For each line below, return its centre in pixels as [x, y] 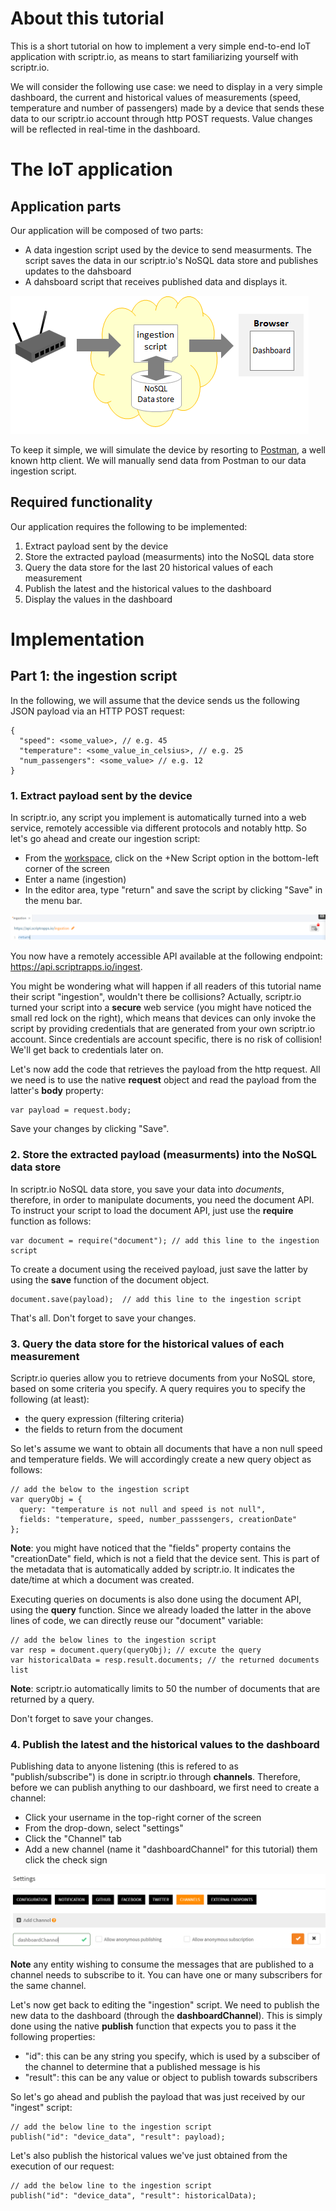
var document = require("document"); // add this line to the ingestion [165, 1240]
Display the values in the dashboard [98, 599]
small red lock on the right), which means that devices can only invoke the [163, 1018]
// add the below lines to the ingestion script [113, 1640]
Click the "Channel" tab [73, 1839]
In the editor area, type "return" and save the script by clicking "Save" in [173, 890]
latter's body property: [57, 1091]
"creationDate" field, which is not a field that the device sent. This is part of [165, 1558]
